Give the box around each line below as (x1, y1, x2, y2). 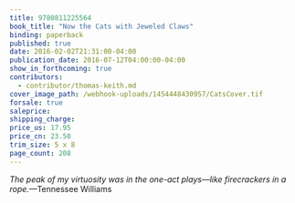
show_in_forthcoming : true (9, 65, 112, 74)
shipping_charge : (9, 115, 76, 124)
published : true (9, 38, 71, 48)
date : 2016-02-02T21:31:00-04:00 (9, 47, 137, 56)
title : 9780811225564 (9, 13, 92, 23)
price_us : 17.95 (9, 124, 71, 133)
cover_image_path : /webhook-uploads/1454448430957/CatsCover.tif (9, 89, 263, 98)
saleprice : (9, 107, 51, 116)
